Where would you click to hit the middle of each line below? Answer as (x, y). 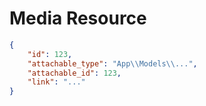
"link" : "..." (56, 82)
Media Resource (78, 18)
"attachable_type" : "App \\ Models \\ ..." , (112, 63)
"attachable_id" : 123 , (74, 73)
